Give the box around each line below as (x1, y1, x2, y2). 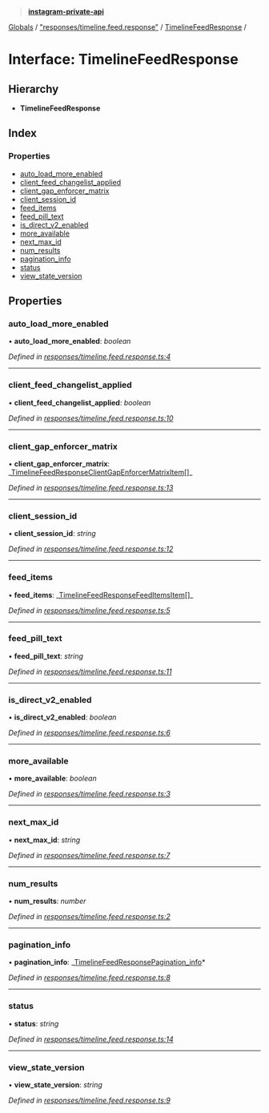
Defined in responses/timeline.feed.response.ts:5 (8, 605, 171, 615)
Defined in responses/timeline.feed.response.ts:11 (8, 667, 172, 676)
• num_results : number (8, 897, 86, 906)
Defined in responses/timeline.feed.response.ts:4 (8, 352, 171, 361)
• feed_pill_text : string (8, 651, 84, 660)
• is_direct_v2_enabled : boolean (8, 712, 117, 722)
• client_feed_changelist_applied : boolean (8, 397, 151, 407)
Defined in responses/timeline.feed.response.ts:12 (8, 544, 174, 554)
